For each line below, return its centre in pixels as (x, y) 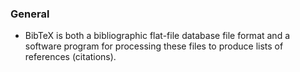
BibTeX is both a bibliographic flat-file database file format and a (157, 36)
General (30, 14)
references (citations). (70, 57)
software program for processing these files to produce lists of (154, 46)
